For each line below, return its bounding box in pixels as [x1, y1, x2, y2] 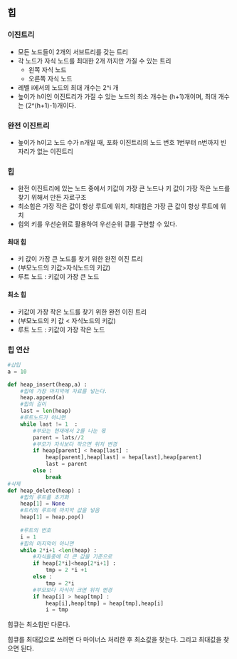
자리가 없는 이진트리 [17, 147, 73, 155]
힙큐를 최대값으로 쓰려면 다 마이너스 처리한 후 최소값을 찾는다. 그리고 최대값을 [7, 635, 222, 644]
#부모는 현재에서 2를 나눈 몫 [33, 427, 106, 434]
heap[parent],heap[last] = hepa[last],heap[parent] [45, 454, 202, 461]
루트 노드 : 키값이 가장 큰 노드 [17, 272, 100, 281]
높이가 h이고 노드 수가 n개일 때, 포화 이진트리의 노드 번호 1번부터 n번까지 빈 [17, 138, 226, 146]
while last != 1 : [20, 420, 78, 428]
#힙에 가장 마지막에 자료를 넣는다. [20, 387, 108, 394]
